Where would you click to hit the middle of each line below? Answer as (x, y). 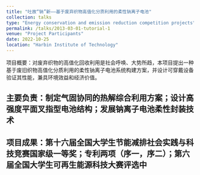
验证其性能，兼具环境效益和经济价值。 (53, 77)
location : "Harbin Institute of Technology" (62, 45)
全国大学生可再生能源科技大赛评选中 (80, 165)
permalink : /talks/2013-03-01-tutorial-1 (58, 28)
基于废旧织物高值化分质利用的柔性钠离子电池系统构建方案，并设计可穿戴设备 (100, 70)
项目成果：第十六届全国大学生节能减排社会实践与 (96, 143)
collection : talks (29, 17)
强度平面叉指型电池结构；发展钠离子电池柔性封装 (96, 109)
